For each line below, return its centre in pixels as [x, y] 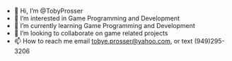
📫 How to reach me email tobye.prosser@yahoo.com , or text [103, 41]
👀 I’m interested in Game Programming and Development [97, 18]
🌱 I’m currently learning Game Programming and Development [105, 26]
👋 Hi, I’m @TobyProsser [48, 11]
